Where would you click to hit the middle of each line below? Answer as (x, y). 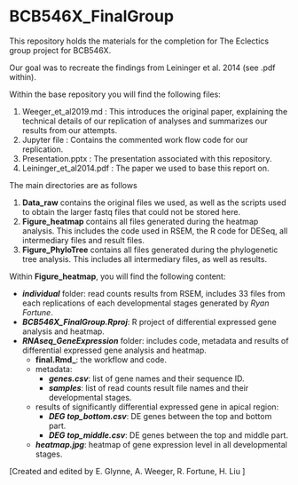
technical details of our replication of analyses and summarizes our (145, 121)
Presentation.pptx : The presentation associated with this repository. (147, 158)
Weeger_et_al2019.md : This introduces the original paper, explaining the (155, 111)
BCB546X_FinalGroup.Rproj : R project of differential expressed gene (149, 322)
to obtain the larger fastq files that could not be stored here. (131, 211)
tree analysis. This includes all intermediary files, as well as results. (145, 258)
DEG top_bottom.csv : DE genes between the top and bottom (160, 416)
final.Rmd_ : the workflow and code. (101, 359)
